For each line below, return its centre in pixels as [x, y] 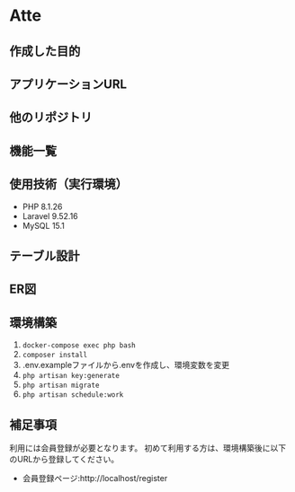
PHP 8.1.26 [42, 206]
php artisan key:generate [71, 376]
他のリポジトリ [51, 118]
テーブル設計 [45, 255]
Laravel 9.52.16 [50, 215]
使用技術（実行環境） [68, 184]
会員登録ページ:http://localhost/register [95, 478]
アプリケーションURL [68, 84]
